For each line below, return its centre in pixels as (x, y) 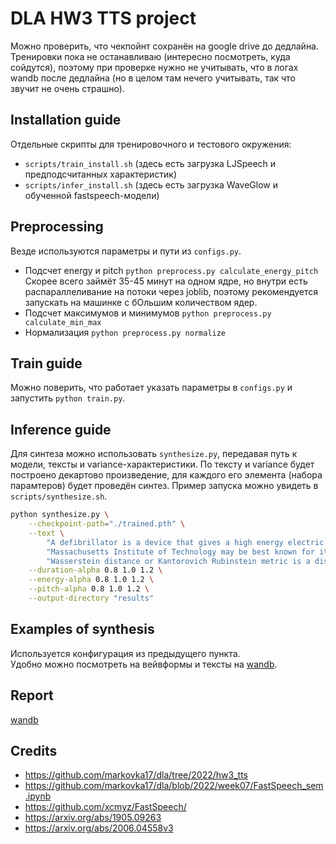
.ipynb (38, 796)
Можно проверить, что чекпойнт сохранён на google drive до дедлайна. (165, 46)
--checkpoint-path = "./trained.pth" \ (107, 524)
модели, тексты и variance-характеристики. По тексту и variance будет (162, 464)
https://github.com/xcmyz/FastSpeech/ (105, 807)
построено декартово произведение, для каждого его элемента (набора (166, 475)
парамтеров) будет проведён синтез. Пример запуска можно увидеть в (164, 486)
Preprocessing (57, 227)
